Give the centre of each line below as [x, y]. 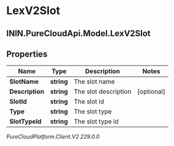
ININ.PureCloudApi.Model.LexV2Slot [79, 33]
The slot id [89, 102]
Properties [27, 54]
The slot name [94, 82]
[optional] [151, 91]
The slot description [103, 91]
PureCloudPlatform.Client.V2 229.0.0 [53, 137]
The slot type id [96, 121]
